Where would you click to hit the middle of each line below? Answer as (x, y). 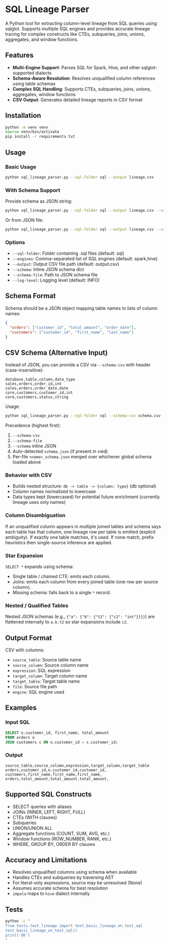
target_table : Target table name (46, 681)
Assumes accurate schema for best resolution (60, 888)
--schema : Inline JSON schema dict (48, 269)
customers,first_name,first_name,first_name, (54, 774)
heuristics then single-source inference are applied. (59, 542)
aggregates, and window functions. (42, 39)
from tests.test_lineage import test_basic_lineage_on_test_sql (74, 926)
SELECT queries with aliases (42, 807)
